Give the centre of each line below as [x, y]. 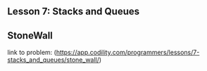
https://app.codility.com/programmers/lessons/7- [128, 53]
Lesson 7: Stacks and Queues [74, 12]
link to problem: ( [32, 53]
